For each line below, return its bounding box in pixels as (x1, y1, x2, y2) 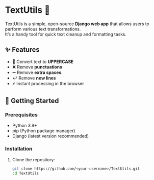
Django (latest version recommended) (12, 133, 89, 139)
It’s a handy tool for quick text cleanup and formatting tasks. (5, 31, 127, 37)
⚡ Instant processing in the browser (12, 80, 84, 86)
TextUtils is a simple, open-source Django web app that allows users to (5, 21, 150, 27)
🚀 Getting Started (5, 97, 59, 105)
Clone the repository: (12, 156, 55, 162)
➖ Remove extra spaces (12, 69, 62, 75)
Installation (5, 145, 33, 152)
